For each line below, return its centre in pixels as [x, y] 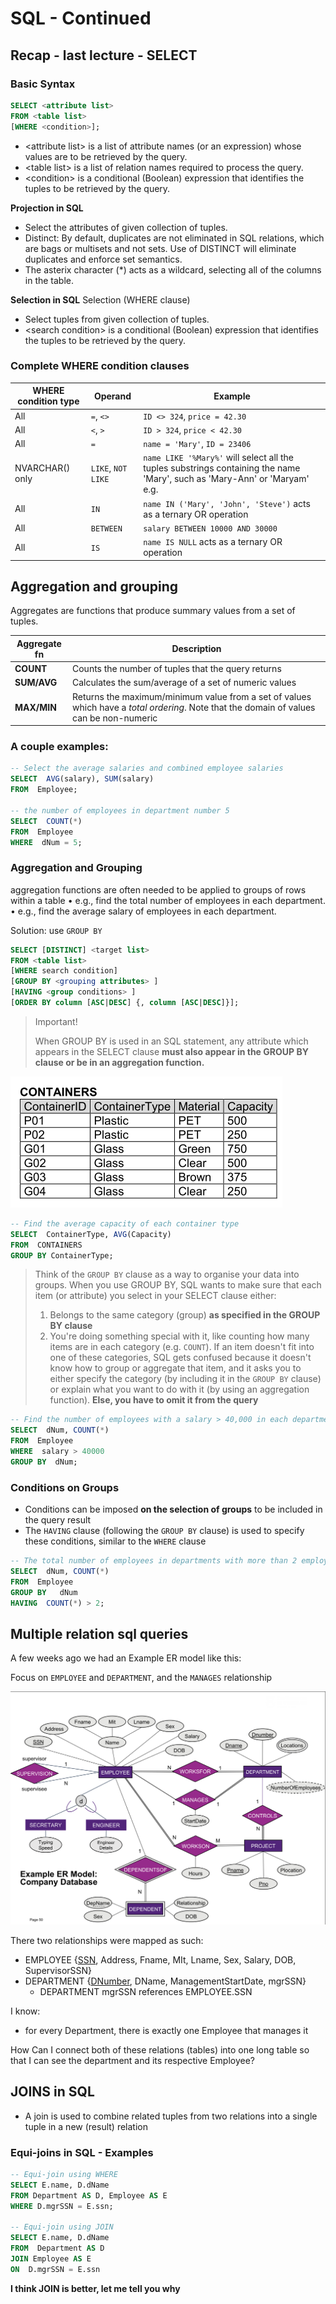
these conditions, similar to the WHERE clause [115, 1541]
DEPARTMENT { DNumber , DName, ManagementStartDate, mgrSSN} [165, 1981]
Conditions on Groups [65, 1487]
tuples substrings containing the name [222, 468]
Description [196, 649]
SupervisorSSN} [58, 1970]
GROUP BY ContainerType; [62, 1255]
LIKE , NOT [109, 468]
